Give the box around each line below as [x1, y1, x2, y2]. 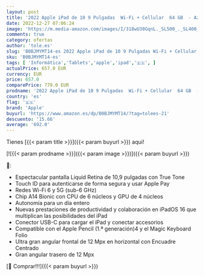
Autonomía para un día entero [15, 200, 90, 207]
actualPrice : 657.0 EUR [6, 65, 67, 72]
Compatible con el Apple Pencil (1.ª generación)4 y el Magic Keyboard [15, 225, 191, 232]
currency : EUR [6, 71, 42, 77]
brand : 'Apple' [6, 104, 45, 111]
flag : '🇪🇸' [6, 99, 36, 105]
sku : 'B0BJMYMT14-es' [6, 54, 61, 60]
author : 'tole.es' [6, 43, 53, 49]
